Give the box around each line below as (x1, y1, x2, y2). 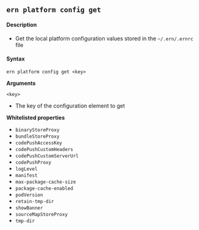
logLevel (15, 166, 38, 172)
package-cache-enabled (15, 185, 73, 191)
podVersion (15, 191, 43, 198)
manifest (15, 172, 38, 179)
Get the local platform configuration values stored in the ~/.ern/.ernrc (15, 34, 194, 42)
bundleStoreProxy (15, 133, 60, 139)
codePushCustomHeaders (15, 146, 73, 152)
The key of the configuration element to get (15, 102, 126, 109)
